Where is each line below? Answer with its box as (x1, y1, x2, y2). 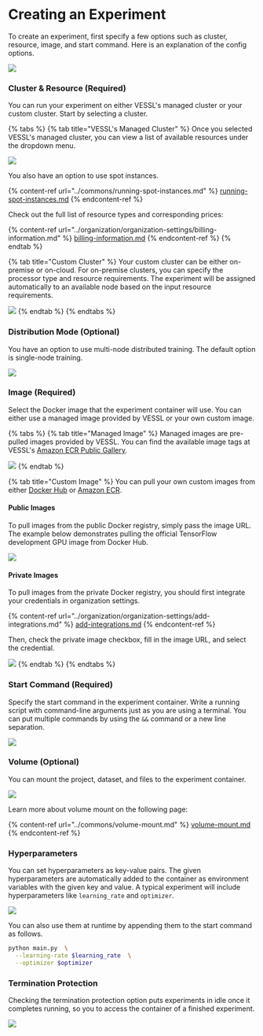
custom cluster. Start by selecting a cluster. (8, 109, 148, 119)
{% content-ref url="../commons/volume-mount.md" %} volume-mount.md (8, 820, 251, 829)
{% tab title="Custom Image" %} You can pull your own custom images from (8, 476, 256, 486)
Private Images (8, 570, 59, 579)
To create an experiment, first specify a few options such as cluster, (8, 31, 228, 41)
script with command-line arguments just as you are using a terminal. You (8, 705, 247, 715)
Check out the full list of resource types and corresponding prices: (8, 210, 224, 220)
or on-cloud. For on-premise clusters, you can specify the (35, 265, 224, 275)
